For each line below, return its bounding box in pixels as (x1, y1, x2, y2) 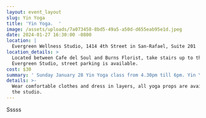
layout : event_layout (6, 9, 62, 15)
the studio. (12, 89, 43, 95)
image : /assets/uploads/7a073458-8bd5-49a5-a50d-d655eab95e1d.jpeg (6, 26, 183, 33)
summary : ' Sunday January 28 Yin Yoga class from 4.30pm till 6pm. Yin (6, 72, 196, 78)
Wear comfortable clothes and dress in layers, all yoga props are (12, 84, 188, 90)
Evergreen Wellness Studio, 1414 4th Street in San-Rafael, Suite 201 (12, 44, 196, 50)
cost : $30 (6, 66, 32, 73)
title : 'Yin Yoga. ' (6, 20, 62, 26)
